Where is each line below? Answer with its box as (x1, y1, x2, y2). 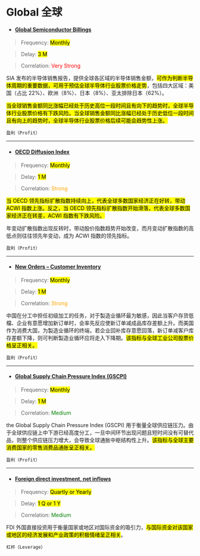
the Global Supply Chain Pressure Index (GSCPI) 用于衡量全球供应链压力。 (6, 422, 189, 428)
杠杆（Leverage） (6, 544, 46, 551)
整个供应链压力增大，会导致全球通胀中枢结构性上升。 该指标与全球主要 (21, 437, 194, 443)
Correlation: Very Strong (20, 62, 81, 69)
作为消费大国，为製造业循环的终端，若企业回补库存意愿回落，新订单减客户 (6, 326, 189, 334)
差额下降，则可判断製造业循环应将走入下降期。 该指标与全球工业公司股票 (11, 334, 189, 341)
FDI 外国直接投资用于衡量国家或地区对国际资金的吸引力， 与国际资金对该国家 (6, 524, 193, 531)
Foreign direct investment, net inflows (14, 475, 111, 482)
